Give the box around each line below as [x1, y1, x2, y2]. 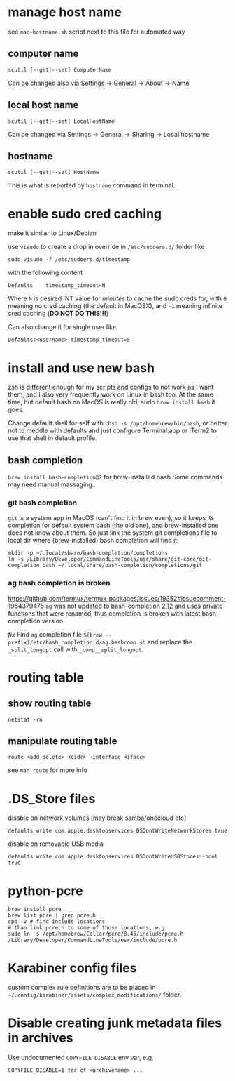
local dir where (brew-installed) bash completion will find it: [8, 536, 179, 545]
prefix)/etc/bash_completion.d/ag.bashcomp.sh [8, 639, 146, 646]
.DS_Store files [8, 790, 96, 807]
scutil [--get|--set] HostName [8, 169, 99, 176]
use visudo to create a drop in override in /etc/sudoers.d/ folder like [8, 243, 205, 251]
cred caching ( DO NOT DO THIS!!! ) [8, 310, 109, 318]
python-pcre [8, 882, 83, 898]
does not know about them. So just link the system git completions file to [8, 529, 218, 537]
